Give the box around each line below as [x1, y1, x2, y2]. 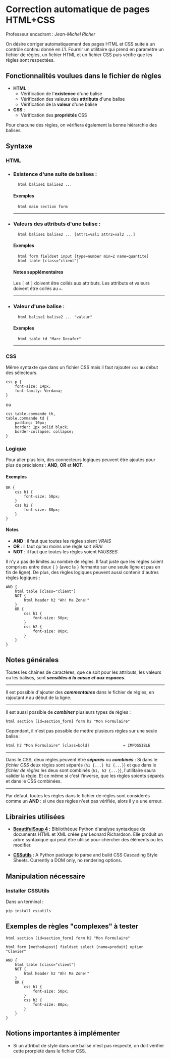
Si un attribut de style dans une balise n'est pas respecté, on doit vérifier [13, 1042, 164, 1048]
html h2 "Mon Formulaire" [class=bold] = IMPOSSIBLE [6, 743, 151, 748]
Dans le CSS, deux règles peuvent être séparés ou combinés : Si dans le [6, 756, 158, 762]
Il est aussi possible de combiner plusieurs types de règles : [6, 709, 131, 715]
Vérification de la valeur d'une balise [20, 101, 97, 107]
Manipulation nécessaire [6, 872, 85, 880]
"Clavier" [6, 949, 27, 954]
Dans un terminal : [6, 899, 44, 905]
